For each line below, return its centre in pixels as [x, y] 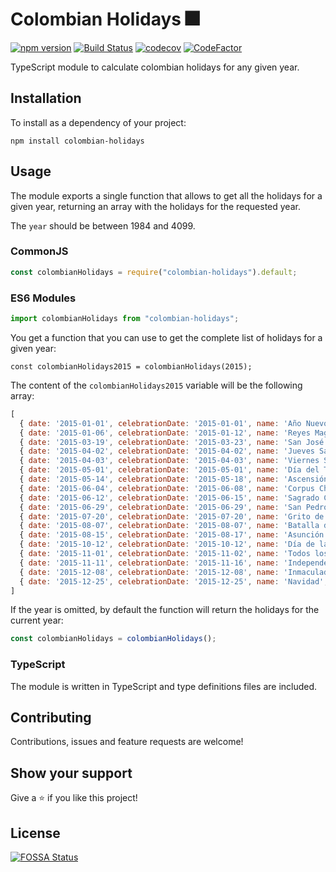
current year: [37, 620]
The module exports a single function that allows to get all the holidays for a [166, 195]
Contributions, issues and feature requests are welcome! [127, 742]
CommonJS [39, 251]
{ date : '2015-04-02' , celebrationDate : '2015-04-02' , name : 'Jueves [167, 451]
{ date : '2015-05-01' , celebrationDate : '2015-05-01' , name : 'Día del [169, 470]
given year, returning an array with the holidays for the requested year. [155, 206]
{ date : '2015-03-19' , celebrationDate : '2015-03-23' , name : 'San [160, 442]
